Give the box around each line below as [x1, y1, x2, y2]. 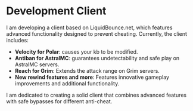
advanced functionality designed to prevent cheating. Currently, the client [6, 30, 188, 37]
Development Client [6, 4, 107, 18]
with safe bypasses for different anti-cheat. [6, 97, 113, 105]
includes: [6, 36, 29, 44]
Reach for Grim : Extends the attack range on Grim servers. [14, 67, 160, 74]
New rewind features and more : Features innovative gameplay [14, 73, 170, 81]
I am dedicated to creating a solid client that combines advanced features [6, 91, 187, 98]
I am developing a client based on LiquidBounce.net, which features [6, 24, 173, 31]
